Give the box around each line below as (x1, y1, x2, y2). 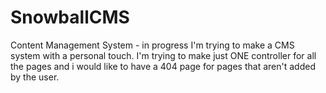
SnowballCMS (10, 6, 130, 29)
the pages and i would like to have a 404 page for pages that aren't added (10, 60, 316, 72)
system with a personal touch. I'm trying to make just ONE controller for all (10, 49, 317, 61)
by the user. (10, 71, 60, 83)
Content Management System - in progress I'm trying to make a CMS (10, 39, 295, 51)
